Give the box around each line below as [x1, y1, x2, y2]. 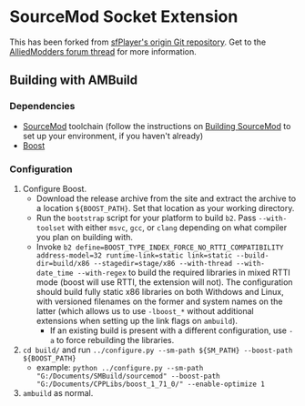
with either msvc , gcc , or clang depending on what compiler [66, 221, 288, 233]
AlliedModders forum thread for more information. [9, 46, 198, 56]
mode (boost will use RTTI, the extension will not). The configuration [36, 276, 293, 288]
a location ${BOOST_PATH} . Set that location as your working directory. [36, 202, 295, 213]
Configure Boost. [22, 183, 87, 194]
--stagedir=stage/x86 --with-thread [93, 259, 233, 268]
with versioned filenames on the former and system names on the [36, 296, 283, 307]
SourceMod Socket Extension [9, 6, 239, 27]
